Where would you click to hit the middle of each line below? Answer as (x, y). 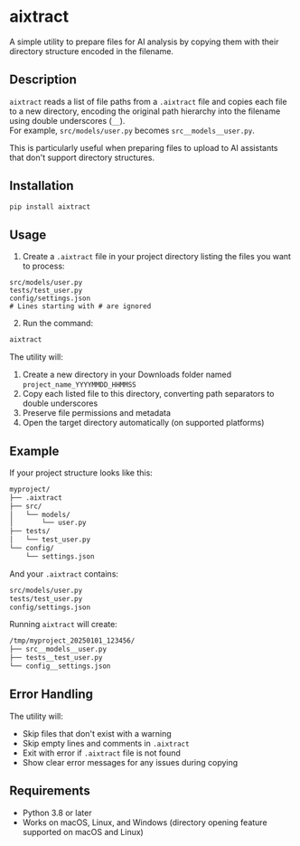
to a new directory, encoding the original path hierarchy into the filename (145, 111)
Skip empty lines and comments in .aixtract (106, 743)
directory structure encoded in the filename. (92, 51)
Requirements (50, 791)
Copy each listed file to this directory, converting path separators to (148, 394)
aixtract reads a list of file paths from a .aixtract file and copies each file (148, 101)
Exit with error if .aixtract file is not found (101, 753)
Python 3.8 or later (57, 813)
